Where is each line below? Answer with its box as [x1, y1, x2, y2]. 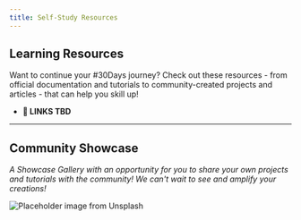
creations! [9, 183, 47, 194]
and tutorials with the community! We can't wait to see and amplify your [9, 173, 277, 184]
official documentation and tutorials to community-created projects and [9, 80, 273, 90]
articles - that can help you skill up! [9, 89, 139, 99]
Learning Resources [9, 47, 124, 62]
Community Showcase [9, 140, 139, 156]
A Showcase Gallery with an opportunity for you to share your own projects [9, 165, 288, 175]
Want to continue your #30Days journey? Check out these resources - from [9, 70, 288, 80]
